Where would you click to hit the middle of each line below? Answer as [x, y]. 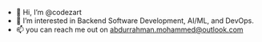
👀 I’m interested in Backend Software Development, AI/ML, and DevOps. [135, 21]
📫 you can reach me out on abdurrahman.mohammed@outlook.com [129, 29]
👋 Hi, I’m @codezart [49, 12]
